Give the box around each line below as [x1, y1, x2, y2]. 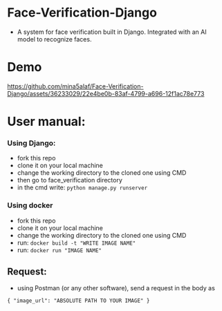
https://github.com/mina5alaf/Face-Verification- [7, 82, 144, 91]
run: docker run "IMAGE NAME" [17, 245, 102, 254]
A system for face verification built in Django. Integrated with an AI [17, 28, 207, 36]
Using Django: [7, 138, 56, 148]
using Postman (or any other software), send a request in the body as [17, 284, 216, 292]
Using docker [7, 200, 53, 210]
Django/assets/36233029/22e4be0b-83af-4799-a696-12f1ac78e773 [7, 89, 205, 97]
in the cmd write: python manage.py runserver [17, 183, 148, 191]
